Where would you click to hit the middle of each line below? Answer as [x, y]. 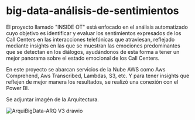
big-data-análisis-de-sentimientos [93, 11]
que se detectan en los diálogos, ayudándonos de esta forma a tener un [93, 52]
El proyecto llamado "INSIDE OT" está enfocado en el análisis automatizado [97, 27]
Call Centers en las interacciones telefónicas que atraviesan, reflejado [90, 39]
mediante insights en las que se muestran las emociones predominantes [93, 46]
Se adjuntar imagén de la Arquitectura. [53, 99]
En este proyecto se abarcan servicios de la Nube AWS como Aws [86, 69]
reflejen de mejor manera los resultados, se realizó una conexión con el [92, 82]
